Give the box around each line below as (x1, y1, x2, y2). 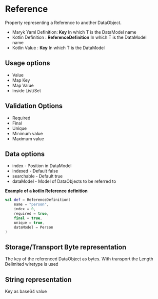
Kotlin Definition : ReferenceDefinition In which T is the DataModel (12, 34, 147, 40)
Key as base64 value (5, 288, 47, 294)
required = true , (14, 211, 49, 216)
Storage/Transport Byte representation (5, 243, 127, 251)
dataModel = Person (14, 224, 54, 230)
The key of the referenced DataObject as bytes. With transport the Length (5, 256, 154, 262)
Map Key (12, 77, 30, 83)
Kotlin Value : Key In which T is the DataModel (12, 45, 105, 50)
